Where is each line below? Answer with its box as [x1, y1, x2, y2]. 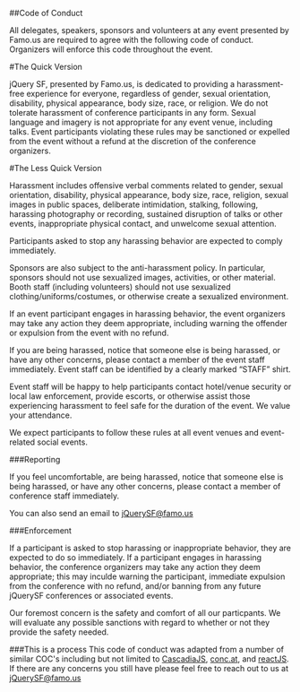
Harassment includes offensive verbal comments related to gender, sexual [9, 180, 284, 191]
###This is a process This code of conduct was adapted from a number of [9, 644, 285, 654]
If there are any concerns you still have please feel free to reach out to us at [9, 663, 289, 673]
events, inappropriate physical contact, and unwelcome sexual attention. [9, 219, 277, 229]
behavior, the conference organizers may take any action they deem [9, 562, 261, 572]
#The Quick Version [9, 62, 83, 72]
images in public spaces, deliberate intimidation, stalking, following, [9, 199, 259, 210]
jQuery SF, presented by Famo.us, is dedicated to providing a [9, 79, 236, 89]
